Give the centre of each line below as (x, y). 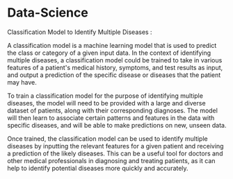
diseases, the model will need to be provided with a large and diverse (107, 103)
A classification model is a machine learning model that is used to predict (112, 45)
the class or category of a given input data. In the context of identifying (109, 53)
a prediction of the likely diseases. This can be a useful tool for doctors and (115, 153)
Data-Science (48, 13)
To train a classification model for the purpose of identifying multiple (105, 96)
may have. (22, 82)
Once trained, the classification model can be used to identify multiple (107, 138)
